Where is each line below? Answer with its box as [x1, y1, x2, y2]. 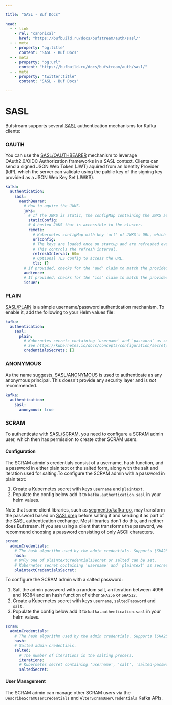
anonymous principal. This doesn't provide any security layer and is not [5, 377, 156, 383]
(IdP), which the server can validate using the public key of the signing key [5, 169, 163, 175]
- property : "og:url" [14, 60, 60, 65]
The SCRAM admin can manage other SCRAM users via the [5, 690, 131, 696]
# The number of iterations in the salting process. [18, 653, 134, 658]
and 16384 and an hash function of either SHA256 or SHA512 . [12, 592, 137, 598]
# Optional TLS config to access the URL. [32, 256, 125, 261]
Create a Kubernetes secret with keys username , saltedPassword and [12, 597, 156, 604]
